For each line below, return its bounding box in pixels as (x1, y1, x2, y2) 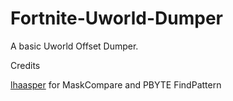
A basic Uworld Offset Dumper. (10, 40, 139, 52)
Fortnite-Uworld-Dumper (10, 7, 223, 30)
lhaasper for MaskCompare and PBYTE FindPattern (10, 78, 222, 91)
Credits (10, 59, 41, 71)
